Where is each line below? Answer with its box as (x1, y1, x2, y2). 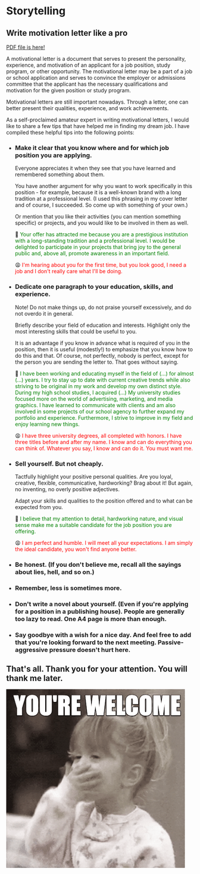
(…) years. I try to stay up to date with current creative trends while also (14, 376, 190, 383)
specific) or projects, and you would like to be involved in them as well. (14, 219, 189, 227)
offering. (14, 527, 36, 535)
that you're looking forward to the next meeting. (14, 638, 157, 647)
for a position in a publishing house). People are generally (14, 607, 185, 616)
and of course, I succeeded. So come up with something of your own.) (14, 201, 189, 209)
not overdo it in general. (14, 310, 74, 317)
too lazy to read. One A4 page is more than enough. (14, 614, 167, 623)
